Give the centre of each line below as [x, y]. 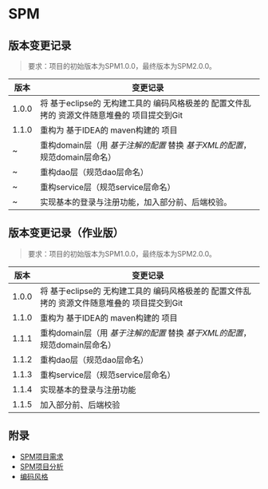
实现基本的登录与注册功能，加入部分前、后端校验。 [136, 202]
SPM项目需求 [41, 456]
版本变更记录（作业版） [66, 233]
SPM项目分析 [41, 466]
